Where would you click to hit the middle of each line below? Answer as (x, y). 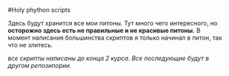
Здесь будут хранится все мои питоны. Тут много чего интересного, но (113, 23)
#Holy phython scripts (39, 10)
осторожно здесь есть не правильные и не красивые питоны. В (104, 30)
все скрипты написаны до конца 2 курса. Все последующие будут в (109, 58)
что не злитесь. (31, 45)
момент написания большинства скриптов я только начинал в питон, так (115, 38)
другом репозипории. (40, 65)
